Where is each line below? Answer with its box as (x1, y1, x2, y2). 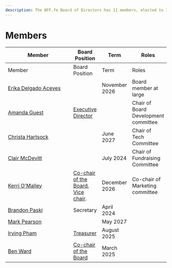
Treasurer (73, 229, 97, 237)
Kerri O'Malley (8, 182, 42, 189)
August (101, 226, 119, 234)
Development (132, 112, 165, 119)
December (101, 179, 127, 186)
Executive (73, 106, 97, 113)
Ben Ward (8, 247, 32, 255)
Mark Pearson (8, 218, 42, 225)
